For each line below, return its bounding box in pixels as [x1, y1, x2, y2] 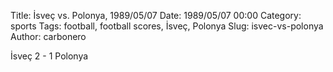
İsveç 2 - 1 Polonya [10, 50, 89, 62]
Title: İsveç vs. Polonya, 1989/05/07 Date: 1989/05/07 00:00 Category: [10, 10, 302, 21]
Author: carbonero [10, 31, 87, 42]
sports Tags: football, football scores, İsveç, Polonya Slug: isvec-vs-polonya [10, 20, 324, 32]
